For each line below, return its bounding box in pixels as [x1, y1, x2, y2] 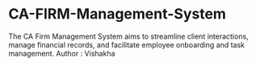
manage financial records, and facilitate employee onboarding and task [8, 39, 245, 49]
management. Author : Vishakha [8, 48, 115, 58]
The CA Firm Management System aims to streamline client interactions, [8, 31, 249, 41]
